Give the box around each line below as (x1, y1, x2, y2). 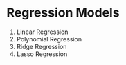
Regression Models (6, 5, 120, 21)
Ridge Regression (16, 42, 67, 50)
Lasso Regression (16, 50, 68, 58)
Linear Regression (16, 28, 69, 36)
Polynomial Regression (16, 35, 82, 43)
